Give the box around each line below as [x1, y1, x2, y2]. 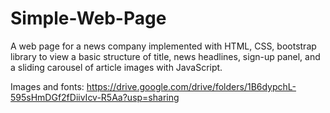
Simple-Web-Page [10, 7, 167, 30]
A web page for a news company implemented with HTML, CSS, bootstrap [10, 40, 317, 52]
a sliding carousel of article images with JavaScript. [10, 61, 223, 73]
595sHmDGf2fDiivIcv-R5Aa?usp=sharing [10, 91, 180, 103]
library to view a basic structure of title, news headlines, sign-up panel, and [10, 50, 321, 62]
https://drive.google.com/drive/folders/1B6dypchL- [86, 80, 297, 92]
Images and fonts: [10, 80, 85, 92]
